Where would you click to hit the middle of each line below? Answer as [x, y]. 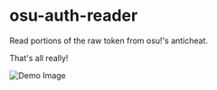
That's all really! [39, 58]
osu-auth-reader [74, 16]
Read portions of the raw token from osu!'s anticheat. [109, 40]
